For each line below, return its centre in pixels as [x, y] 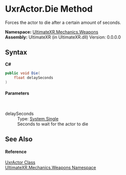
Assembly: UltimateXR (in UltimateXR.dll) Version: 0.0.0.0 [63, 37]
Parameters [17, 93]
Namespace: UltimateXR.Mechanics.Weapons [52, 32]
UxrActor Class [20, 162]
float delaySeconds [34, 78]
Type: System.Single [38, 118]
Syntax [16, 52]
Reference [16, 152]
